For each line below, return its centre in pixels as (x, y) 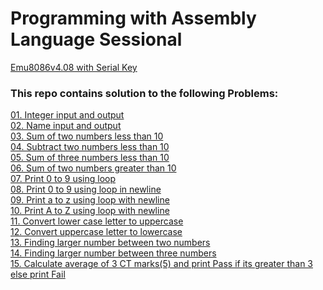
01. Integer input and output (67, 115)
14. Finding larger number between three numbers (113, 253)
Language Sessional (96, 39)
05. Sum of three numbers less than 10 (90, 158)
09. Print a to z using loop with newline (90, 200)
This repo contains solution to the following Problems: (144, 93)
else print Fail (38, 274)
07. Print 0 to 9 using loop (63, 179)
